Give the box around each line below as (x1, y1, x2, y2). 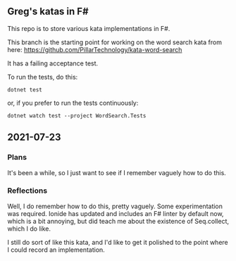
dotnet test (7, 86, 42, 94)
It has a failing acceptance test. (7, 59, 99, 68)
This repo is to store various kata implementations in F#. (7, 24, 170, 32)
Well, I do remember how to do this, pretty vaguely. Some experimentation (7, 202, 223, 210)
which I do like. (7, 224, 51, 233)
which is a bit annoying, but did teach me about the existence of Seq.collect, (7, 217, 230, 225)
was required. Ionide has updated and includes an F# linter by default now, (7, 209, 224, 217)
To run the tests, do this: (7, 72, 78, 81)
